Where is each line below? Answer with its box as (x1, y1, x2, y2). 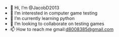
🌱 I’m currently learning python (10, 15, 75, 21)
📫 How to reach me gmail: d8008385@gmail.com (10, 26, 114, 32)
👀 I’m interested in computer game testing (10, 10, 98, 16)
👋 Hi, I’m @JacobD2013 (10, 5, 60, 10)
